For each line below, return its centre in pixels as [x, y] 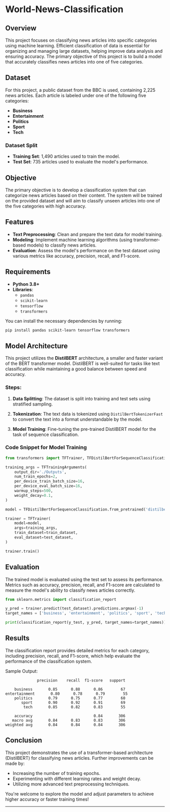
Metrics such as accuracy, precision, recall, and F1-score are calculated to [83, 585]
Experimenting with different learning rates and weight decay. [77, 779]
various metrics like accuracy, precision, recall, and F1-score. [76, 256]
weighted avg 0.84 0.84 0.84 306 [65, 725]
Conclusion [24, 740]
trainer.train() [22, 551]
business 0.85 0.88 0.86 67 [70, 689]
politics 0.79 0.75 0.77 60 [70, 698]
